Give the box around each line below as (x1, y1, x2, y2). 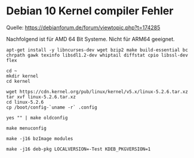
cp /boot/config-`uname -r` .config (6, 104, 97, 110)
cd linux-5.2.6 (6, 99, 44, 105)
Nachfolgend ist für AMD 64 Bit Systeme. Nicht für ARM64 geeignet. (6, 35, 175, 42)
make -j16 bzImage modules (6, 135, 73, 141)
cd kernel (6, 78, 31, 84)
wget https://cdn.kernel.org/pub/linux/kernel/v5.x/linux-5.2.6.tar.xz (6, 88, 188, 95)
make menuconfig (6, 125, 47, 131)
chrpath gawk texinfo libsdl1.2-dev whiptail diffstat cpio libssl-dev (6, 52, 188, 58)
